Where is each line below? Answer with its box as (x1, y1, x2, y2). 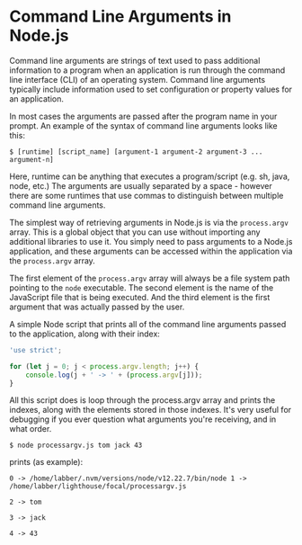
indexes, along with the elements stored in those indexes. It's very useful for (9, 405, 292, 415)
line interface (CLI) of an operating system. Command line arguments (9, 74, 266, 85)
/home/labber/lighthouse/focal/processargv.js (9, 482, 187, 491)
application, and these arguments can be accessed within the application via (9, 246, 293, 256)
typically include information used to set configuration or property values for (9, 84, 293, 94)
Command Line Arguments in (9, 6, 232, 27)
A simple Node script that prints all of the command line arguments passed (9, 318, 287, 329)
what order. (9, 424, 52, 434)
